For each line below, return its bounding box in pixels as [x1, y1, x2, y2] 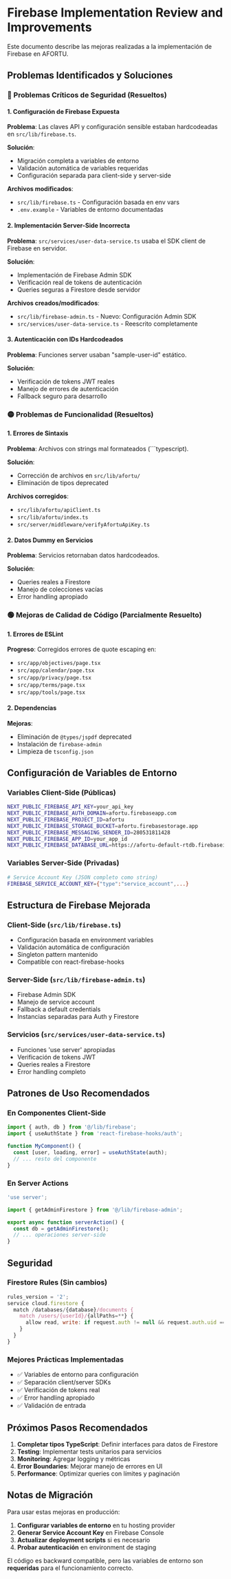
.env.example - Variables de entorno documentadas [16, 206, 164, 214]
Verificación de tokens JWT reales [16, 377, 115, 386]
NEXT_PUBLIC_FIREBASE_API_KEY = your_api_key [7, 804, 134, 811]
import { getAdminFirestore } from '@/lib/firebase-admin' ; [7, 1206, 184, 1213]
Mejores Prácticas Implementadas [7, 1354, 124, 1364]
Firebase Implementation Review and [7, 5, 223, 21]
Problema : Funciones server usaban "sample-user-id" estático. [7, 350, 187, 359]
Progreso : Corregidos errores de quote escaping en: [7, 645, 157, 653]
